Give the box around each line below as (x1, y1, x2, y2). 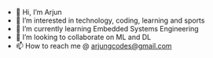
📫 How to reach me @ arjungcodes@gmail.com (15, 42, 172, 50)
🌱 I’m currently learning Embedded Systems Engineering (15, 24, 199, 33)
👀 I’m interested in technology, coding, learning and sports (15, 16, 205, 25)
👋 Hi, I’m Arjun (15, 8, 63, 16)
